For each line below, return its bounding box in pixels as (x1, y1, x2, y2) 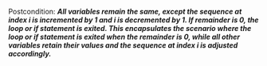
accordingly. (8, 49, 52, 58)
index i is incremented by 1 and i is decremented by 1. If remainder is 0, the (8, 15, 259, 25)
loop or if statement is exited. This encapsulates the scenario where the (8, 24, 252, 33)
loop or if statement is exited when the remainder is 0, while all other (8, 32, 241, 41)
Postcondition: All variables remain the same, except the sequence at (8, 7, 242, 16)
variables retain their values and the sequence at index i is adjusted (8, 41, 238, 50)
